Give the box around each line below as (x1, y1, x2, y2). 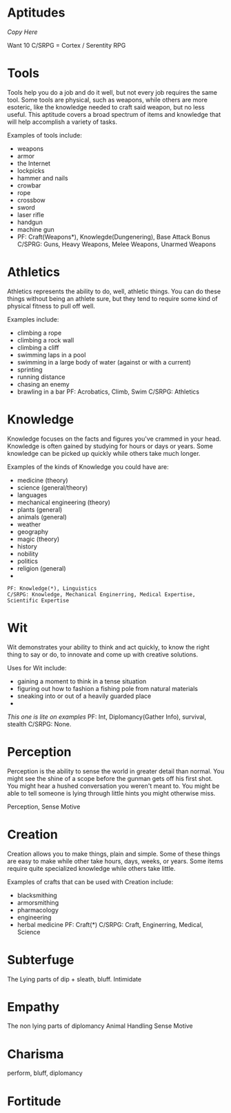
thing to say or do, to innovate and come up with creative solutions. (7, 650, 199, 659)
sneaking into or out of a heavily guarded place (17, 692, 152, 700)
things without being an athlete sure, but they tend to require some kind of (7, 294, 219, 302)
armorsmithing (17, 898, 59, 907)
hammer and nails (17, 174, 68, 182)
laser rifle (17, 210, 45, 219)
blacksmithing (17, 891, 57, 899)
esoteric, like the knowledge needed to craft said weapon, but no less (7, 102, 205, 111)
